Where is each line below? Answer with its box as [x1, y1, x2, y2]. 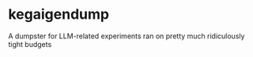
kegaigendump [8, 5, 109, 23]
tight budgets [8, 39, 52, 48]
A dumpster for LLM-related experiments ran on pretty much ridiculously [8, 31, 245, 41]
